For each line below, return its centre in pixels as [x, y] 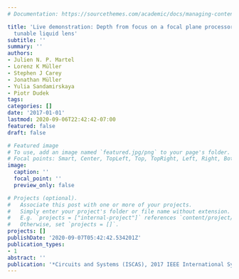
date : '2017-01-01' [36, 113]
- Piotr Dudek [28, 93]
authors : [20, 53]
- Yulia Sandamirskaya [41, 86]
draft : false [27, 132]
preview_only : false [44, 185]
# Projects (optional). [43, 198]
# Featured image [33, 146]
